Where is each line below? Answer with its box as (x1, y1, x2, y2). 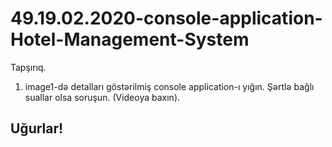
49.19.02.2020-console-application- (10, 7, 323, 30)
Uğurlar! (10, 120, 64, 137)
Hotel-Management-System (10, 28, 250, 51)
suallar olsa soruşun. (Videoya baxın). (24, 91, 181, 103)
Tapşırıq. (10, 61, 47, 73)
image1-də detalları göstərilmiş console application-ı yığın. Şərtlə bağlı (24, 80, 315, 92)
